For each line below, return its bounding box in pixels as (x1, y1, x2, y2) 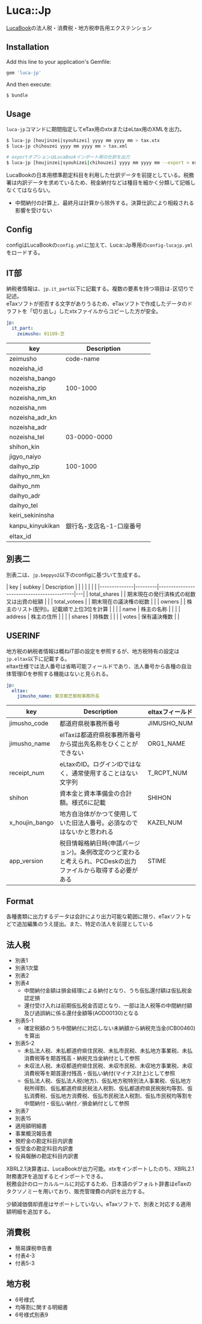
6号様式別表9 (14, 1311, 49, 1318)
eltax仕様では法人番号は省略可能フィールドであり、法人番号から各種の (6, 663, 182, 670)
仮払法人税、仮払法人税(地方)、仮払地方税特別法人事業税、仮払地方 (23, 1077, 191, 1084)
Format (6, 896, 34, 906)
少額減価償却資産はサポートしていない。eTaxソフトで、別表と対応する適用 (6, 1200, 191, 1207)
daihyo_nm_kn (9, 472, 50, 480)
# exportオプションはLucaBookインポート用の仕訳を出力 (6, 154, 130, 160)
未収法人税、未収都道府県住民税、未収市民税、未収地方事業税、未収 (23, 1062, 193, 1069)
